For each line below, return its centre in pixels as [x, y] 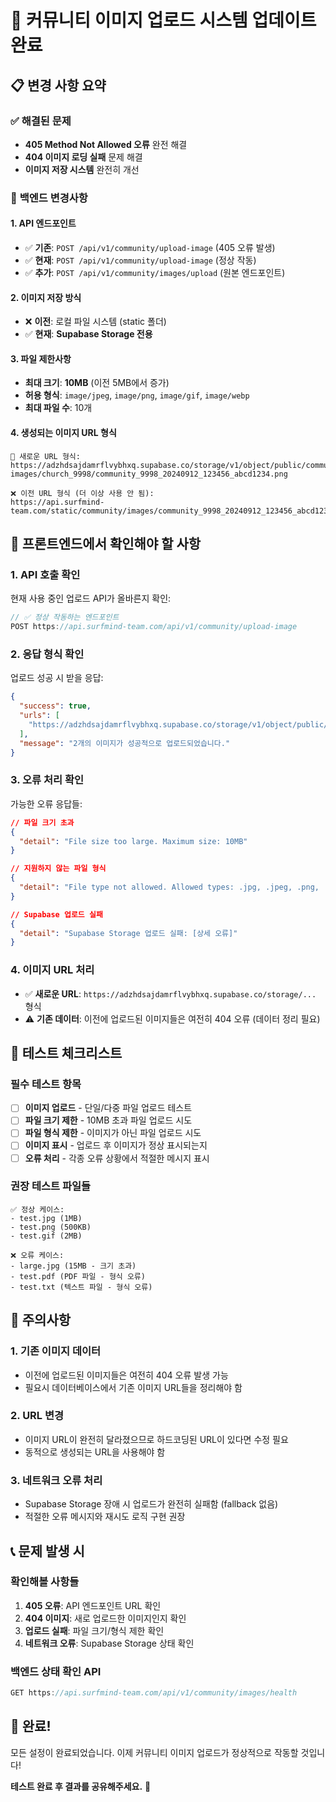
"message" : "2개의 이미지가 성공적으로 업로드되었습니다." [125, 743]
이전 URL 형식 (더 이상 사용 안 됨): [87, 493]
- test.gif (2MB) [46, 1236]
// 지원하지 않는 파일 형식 [58, 869]
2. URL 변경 [37, 1416]
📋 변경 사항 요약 [58, 85]
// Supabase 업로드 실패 [56, 914]
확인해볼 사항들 [45, 1582]
